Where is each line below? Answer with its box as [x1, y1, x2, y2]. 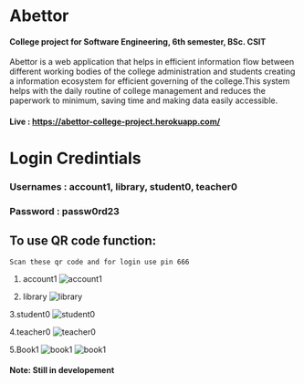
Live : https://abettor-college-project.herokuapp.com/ [9, 116, 221, 127]
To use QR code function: [9, 234, 157, 249]
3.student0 [9, 308, 51, 319]
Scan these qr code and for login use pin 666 [9, 257, 190, 266]
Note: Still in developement [9, 365, 115, 376]
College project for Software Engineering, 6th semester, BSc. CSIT [9, 36, 267, 47]
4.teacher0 [9, 326, 51, 337]
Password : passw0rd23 [9, 205, 121, 218]
